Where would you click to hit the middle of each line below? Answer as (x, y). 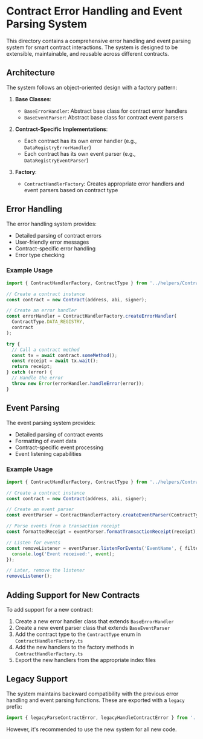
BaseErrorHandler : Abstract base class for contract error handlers (105, 111)
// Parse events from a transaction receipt (63, 526)
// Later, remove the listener (46, 570)
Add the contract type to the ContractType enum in (78, 634)
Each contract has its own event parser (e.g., (80, 153)
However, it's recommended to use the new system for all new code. (92, 729)
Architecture (31, 73)
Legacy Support (37, 679)
